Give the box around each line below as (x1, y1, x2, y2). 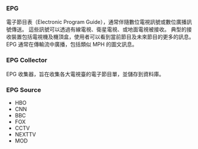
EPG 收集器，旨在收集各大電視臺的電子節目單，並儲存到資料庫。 (6, 70, 165, 77)
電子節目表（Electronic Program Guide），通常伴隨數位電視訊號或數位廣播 (6, 18, 187, 26)
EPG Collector (6, 56, 48, 64)
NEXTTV (14, 131, 36, 138)
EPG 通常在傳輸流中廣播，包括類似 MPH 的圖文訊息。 (6, 41, 138, 48)
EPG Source (6, 85, 42, 94)
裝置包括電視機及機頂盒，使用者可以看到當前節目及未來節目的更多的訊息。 (11, 33, 194, 41)
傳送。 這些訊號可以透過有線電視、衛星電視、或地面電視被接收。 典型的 (11, 26, 187, 33)
